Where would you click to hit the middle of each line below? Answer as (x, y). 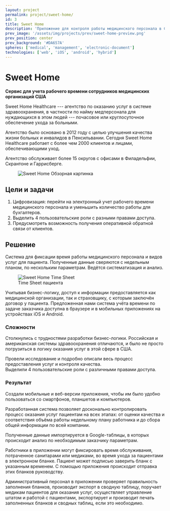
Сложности (20, 327)
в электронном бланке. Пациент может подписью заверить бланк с (79, 461)
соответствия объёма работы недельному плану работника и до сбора (83, 420)
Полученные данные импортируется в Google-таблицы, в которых (77, 435)
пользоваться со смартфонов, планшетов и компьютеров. (68, 399)
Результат (18, 383)
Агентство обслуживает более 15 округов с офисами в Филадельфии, (81, 159)
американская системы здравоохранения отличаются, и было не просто (84, 344)
